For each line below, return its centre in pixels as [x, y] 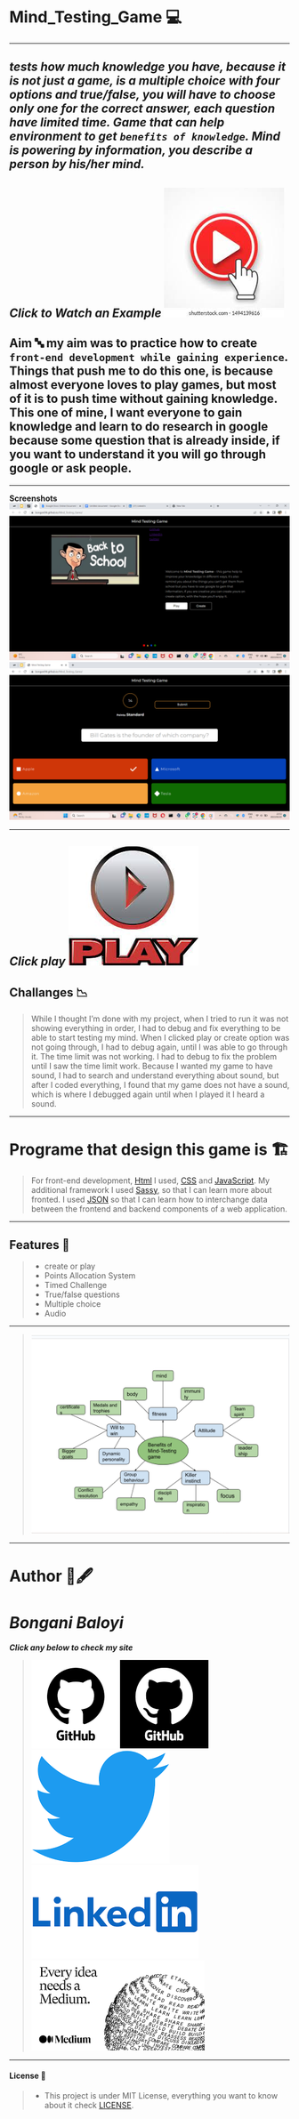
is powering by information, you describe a [131, 151]
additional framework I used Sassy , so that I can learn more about [151, 1189]
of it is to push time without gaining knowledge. [143, 399]
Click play [37, 961]
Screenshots [33, 498]
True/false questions [82, 1294]
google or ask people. [71, 468]
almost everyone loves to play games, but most [143, 385]
